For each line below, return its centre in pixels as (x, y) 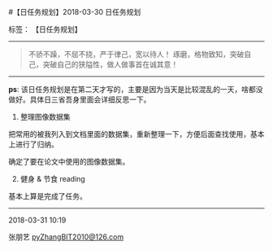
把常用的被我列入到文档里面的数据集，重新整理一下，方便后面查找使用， (129, 134)
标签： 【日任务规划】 (45, 29)
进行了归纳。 (37, 144)
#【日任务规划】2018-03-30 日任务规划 (75, 12)
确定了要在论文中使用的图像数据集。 (69, 162)
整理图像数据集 (45, 117)
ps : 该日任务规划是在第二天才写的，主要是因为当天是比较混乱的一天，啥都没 (136, 89)
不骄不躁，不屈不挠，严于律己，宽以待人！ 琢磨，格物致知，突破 (136, 54)
